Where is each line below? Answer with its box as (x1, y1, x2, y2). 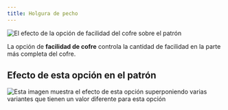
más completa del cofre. (7, 49, 76, 58)
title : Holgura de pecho (7, 10, 78, 17)
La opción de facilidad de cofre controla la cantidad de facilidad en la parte (7, 42, 221, 50)
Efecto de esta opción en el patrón (7, 69, 157, 81)
